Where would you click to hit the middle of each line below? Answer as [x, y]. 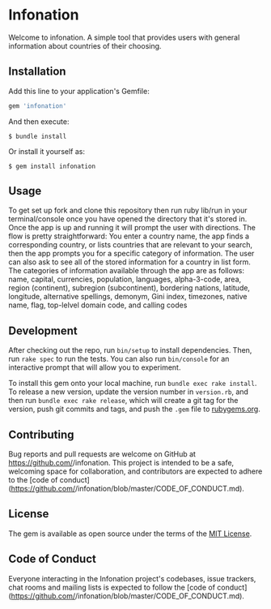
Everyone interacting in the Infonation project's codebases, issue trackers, [132, 578]
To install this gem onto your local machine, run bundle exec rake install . [133, 384]
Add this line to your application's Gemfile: [79, 91]
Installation [37, 72]
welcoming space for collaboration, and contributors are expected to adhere [135, 471]
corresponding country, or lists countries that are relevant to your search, [131, 245]
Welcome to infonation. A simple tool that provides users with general [124, 37]
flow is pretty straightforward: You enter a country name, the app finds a [129, 236]
